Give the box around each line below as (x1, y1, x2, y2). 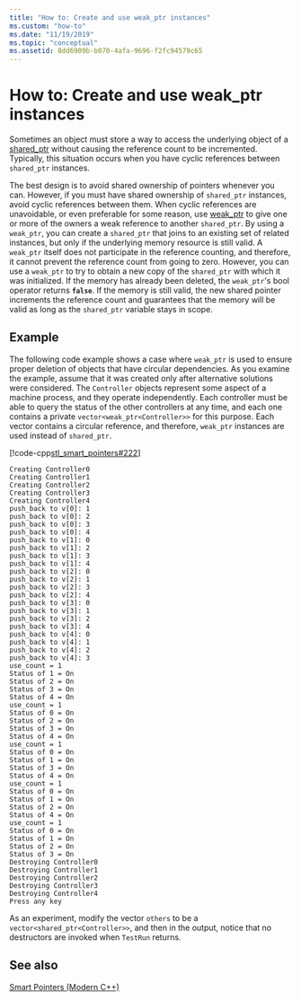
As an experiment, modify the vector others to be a (9, 912, 199, 923)
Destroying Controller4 (9, 889, 99, 898)
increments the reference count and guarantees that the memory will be (9, 294, 276, 305)
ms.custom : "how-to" (9, 22, 87, 31)
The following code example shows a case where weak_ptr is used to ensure (9, 354, 293, 364)
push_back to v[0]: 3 (9, 520, 91, 529)
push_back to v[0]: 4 (9, 527, 91, 537)
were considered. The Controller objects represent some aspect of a (9, 382, 267, 393)
